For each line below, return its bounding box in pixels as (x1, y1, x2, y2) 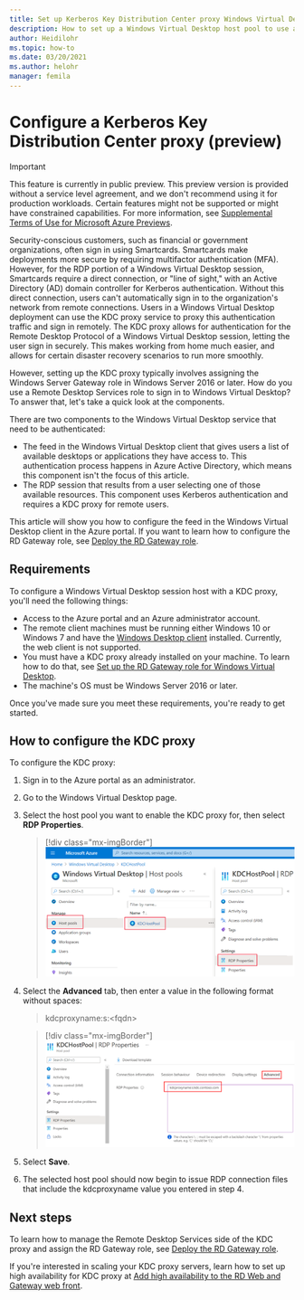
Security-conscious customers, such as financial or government (9, 234, 249, 245)
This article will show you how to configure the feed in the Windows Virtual (9, 516, 289, 527)
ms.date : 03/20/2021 (9, 52, 88, 62)
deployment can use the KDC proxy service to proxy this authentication (9, 311, 276, 322)
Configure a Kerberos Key (9, 112, 208, 133)
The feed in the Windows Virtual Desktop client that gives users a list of (22, 441, 290, 451)
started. (9, 707, 39, 718)
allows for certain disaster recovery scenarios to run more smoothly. (9, 349, 264, 361)
